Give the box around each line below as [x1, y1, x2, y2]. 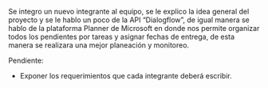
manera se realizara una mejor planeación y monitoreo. [8, 40, 190, 50]
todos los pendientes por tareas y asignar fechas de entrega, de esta [8, 32, 235, 41]
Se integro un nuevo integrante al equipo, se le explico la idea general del [8, 7, 250, 16]
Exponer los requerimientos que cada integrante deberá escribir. [19, 71, 233, 80]
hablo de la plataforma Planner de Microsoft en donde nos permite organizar [8, 24, 260, 33]
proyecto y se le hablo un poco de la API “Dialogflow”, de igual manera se [8, 15, 250, 25]
